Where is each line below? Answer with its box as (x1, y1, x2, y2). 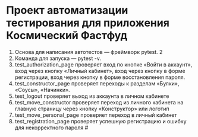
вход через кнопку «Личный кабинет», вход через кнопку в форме (14, 67, 186, 74)
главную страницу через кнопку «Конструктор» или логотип (14, 105, 169, 112)
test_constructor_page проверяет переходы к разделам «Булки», (14, 79, 180, 87)
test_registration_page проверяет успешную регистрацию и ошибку (14, 117, 187, 125)
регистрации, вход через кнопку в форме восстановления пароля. (14, 74, 186, 81)
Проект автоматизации (6, 4, 128, 17)
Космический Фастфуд (6, 29, 128, 42)
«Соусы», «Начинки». (14, 86, 70, 93)
